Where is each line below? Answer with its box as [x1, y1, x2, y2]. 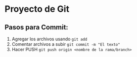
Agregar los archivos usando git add [11, 36, 88, 42]
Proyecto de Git [4, 3, 70, 15]
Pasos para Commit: [4, 23, 69, 31]
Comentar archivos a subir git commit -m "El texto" [11, 41, 121, 47]
